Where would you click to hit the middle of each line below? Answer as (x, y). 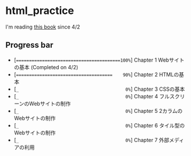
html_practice (40, 11)
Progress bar (29, 45)
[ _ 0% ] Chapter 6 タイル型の (99, 125)
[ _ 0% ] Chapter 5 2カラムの (98, 111)
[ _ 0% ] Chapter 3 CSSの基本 (99, 89)
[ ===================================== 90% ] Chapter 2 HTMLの (96, 75)
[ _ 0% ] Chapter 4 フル (92, 96)
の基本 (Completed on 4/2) (46, 67)
